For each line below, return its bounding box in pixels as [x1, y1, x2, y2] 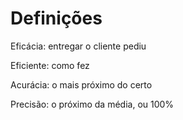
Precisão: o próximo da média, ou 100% [10, 98, 175, 110]
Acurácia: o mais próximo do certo [10, 78, 153, 91]
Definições [10, 7, 103, 30]
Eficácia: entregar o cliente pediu [10, 40, 147, 52]
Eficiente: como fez [10, 59, 90, 71]
